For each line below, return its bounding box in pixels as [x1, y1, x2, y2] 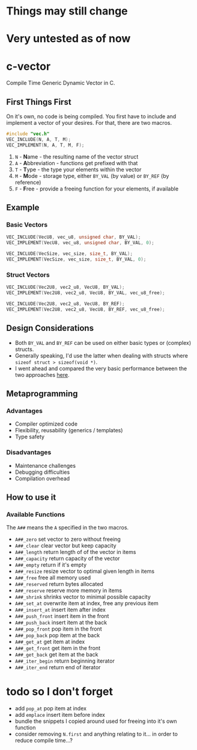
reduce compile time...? [14, 737, 73, 744]
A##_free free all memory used [14, 574, 91, 581]
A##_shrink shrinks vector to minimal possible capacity [14, 593, 151, 600]
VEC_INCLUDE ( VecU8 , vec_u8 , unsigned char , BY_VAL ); [6, 234, 141, 241]
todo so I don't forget [6, 685, 113, 699]
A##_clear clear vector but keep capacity [14, 542, 117, 549]
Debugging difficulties [14, 468, 70, 476]
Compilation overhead [14, 474, 70, 482]
